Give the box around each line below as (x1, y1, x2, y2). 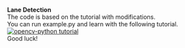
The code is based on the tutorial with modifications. (7, 13, 156, 21)
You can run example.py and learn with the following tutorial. (7, 20, 178, 28)
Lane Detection (7, 6, 51, 14)
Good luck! (7, 34, 38, 43)
